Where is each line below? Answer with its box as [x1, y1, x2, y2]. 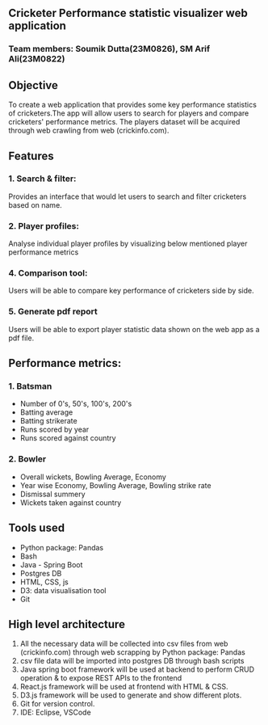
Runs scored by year [19, 424, 90, 435]
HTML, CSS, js [19, 577, 69, 587]
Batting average [19, 407, 73, 417]
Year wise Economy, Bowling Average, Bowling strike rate [19, 480, 211, 490]
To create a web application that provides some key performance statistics [8, 100, 257, 110]
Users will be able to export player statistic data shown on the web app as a [8, 324, 260, 334]
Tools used [8, 521, 65, 535]
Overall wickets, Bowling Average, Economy [19, 472, 167, 482]
